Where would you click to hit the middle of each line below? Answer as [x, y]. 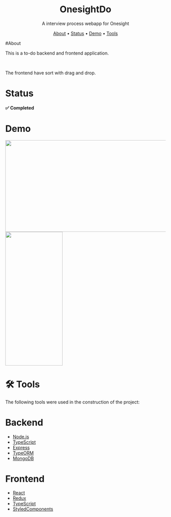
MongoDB [23, 458]
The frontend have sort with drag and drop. [51, 73]
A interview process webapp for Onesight [85, 23]
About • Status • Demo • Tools [85, 33]
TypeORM [23, 453]
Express [21, 447]
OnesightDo [85, 9]
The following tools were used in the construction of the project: [73, 402]
